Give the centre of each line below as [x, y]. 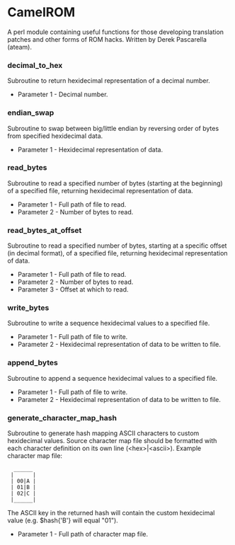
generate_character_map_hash [62, 418]
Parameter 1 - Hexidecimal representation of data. [90, 149]
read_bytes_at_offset [45, 230]
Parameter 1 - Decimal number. [63, 94]
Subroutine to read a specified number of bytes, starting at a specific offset [117, 246]
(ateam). [19, 47]
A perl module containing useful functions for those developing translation [116, 32]
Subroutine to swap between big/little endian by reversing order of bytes [113, 128]
